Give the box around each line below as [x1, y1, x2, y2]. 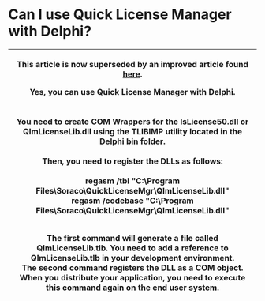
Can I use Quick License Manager [8, 6, 232, 24]
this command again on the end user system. [46, 282, 219, 293]
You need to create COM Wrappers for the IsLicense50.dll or [16, 116, 249, 127]
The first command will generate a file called [47, 232, 218, 243]
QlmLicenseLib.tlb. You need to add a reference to [36, 243, 229, 254]
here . [122, 69, 143, 80]
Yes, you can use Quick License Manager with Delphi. [29, 86, 236, 97]
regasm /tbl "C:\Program [85, 175, 180, 186]
